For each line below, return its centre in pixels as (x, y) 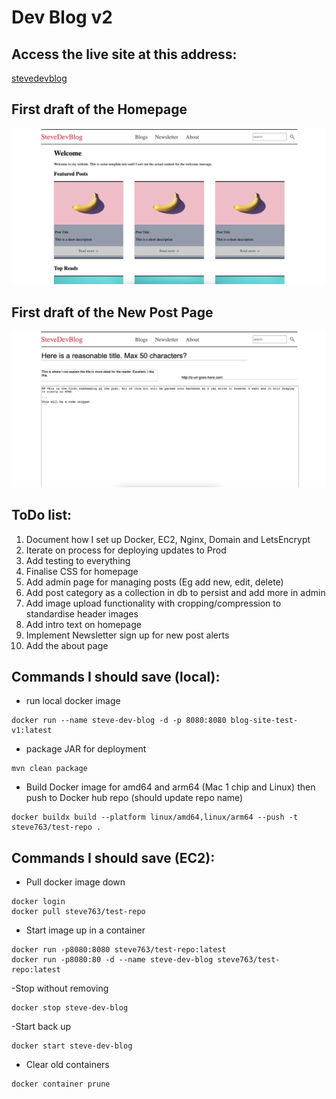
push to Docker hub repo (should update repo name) (134, 798)
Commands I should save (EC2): (113, 857)
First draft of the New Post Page (112, 312)
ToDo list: (42, 515)
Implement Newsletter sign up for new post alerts (127, 635)
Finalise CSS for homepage (82, 571)
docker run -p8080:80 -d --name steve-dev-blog (112, 960)
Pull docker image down (75, 882)
